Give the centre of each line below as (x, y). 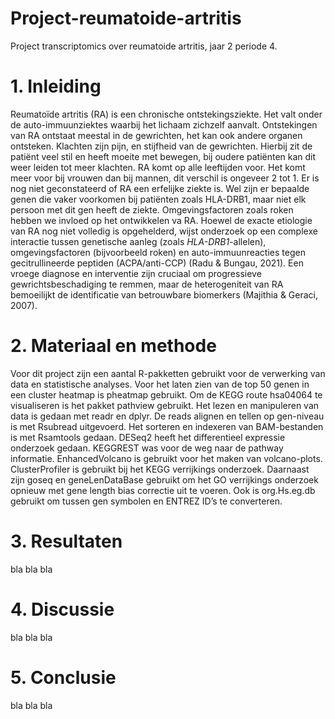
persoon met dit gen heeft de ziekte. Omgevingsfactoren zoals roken (152, 209)
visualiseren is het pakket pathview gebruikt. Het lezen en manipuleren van (165, 405)
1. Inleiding (56, 86)
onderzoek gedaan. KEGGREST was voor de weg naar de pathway (147, 448)
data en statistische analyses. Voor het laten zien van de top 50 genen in (160, 384)
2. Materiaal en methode (113, 346)
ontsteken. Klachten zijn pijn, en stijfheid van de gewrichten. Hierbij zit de (161, 146)
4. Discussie (62, 609)
